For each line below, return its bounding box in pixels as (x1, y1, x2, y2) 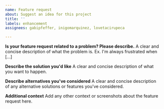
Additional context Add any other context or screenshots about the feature (5, 93, 159, 99)
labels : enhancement (5, 21, 48, 26)
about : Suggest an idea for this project (5, 12, 92, 17)
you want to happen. (5, 69, 47, 74)
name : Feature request (5, 7, 52, 12)
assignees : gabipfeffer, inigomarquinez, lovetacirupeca (5, 26, 125, 31)
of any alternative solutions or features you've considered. (5, 83, 124, 89)
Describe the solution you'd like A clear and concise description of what (5, 64, 154, 70)
